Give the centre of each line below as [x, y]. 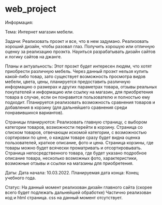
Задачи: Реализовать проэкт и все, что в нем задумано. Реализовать [77, 41]
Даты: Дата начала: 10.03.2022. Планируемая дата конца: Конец [72, 172]
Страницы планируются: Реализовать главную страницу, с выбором [76, 122]
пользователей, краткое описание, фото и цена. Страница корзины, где [79, 142]
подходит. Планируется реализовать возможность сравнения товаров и [80, 102]
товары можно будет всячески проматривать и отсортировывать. [74, 148]
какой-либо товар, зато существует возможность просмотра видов [75, 76]
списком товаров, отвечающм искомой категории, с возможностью [76, 132]
